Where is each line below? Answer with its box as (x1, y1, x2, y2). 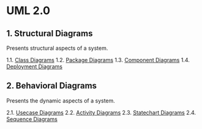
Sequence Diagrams (6, 115, 58, 123)
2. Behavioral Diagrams (6, 80, 97, 91)
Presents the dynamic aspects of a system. (6, 96, 115, 104)
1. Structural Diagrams (6, 28, 93, 39)
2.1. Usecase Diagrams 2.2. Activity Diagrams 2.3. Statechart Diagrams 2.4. (6, 109, 196, 116)
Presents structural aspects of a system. (6, 44, 108, 52)
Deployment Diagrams (6, 63, 63, 70)
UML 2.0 (6, 4, 51, 18)
